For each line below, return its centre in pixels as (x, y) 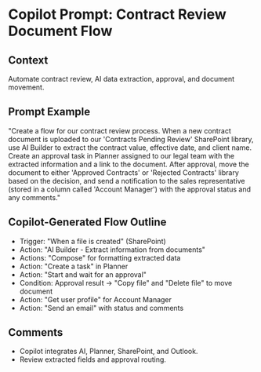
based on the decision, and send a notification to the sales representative (127, 181)
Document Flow (60, 31)
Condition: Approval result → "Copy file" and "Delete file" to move (126, 283)
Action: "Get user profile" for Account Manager (96, 299)
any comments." (34, 197)
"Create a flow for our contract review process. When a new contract (120, 130)
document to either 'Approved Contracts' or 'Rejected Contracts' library (123, 172)
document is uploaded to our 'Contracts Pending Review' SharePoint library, (131, 139)
